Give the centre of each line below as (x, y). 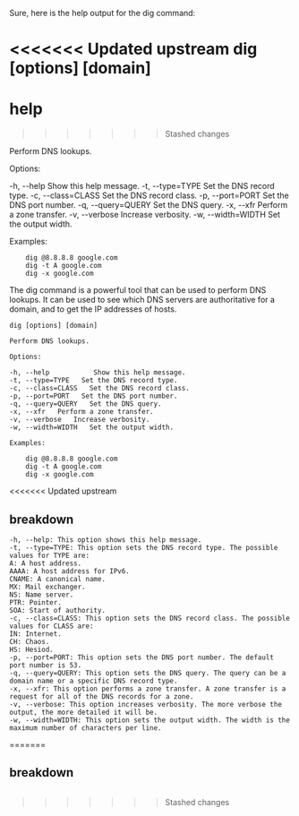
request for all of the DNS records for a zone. (102, 696)
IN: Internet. (36, 634)
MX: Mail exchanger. (48, 587)
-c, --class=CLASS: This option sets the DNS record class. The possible (150, 618)
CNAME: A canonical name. (57, 579)
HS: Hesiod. (31, 649)
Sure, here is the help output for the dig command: (103, 13)
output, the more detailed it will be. (84, 712)
